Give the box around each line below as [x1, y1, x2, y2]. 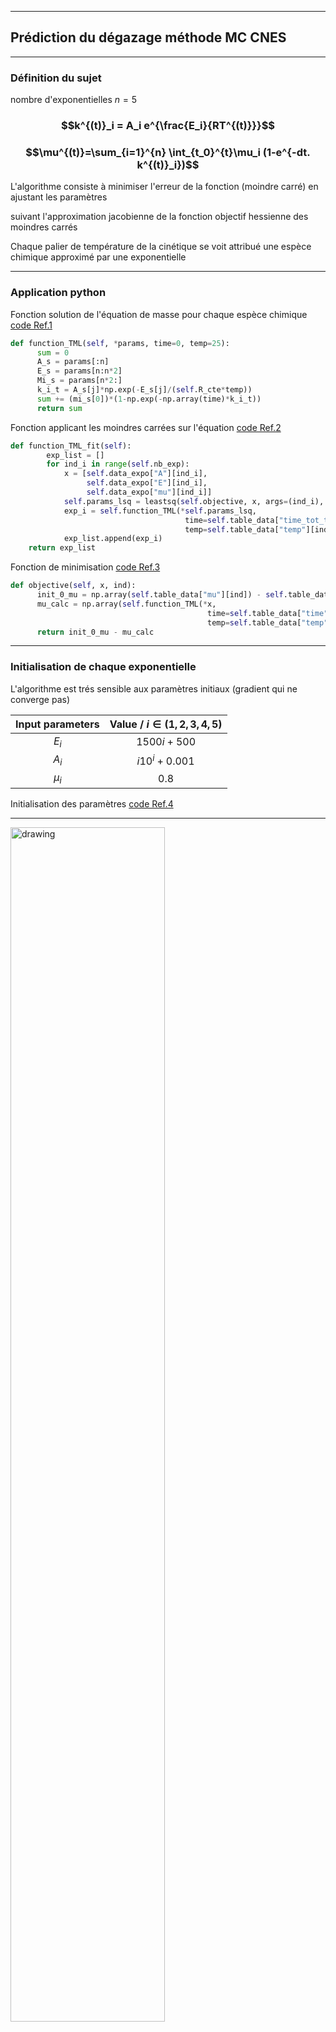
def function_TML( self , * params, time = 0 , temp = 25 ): [10, 338, 230, 348]
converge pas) [10, 693, 71, 705]
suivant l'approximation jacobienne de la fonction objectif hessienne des [10, 211, 309, 223]
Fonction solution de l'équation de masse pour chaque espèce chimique [10, 308, 308, 320]
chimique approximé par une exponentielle [10, 251, 187, 263]
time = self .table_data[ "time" [206, 608, 329, 618]
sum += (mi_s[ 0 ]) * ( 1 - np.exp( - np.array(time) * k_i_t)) [36, 394, 262, 404]
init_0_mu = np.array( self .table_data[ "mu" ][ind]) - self [36, 590, 284, 600]
